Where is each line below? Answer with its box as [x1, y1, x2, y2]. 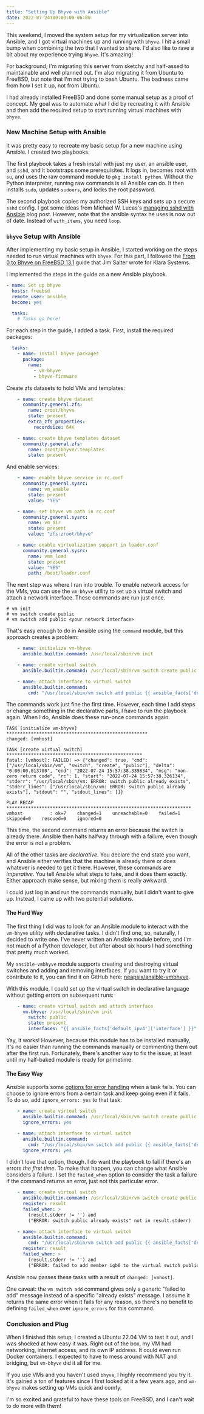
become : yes [12, 299, 42, 306]
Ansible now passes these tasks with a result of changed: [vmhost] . [6, 1273, 175, 1280]
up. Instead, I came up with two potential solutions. [6, 895, 134, 903]
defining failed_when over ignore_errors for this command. [6, 1304, 155, 1312]
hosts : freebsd [12, 288, 50, 294]
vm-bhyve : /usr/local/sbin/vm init [22, 1009, 113, 1015]
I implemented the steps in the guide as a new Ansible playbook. [6, 271, 168, 278]
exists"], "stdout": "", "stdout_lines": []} [6, 789, 123, 796]
